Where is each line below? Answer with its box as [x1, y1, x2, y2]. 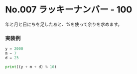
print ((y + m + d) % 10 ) [5, 64, 57, 69]
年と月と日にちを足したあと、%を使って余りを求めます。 [5, 21, 123, 27]
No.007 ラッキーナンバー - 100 [5, 4, 133, 15]
